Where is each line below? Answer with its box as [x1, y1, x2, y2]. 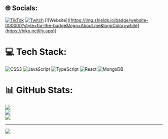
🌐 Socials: [5, 4, 38, 12]
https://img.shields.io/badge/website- [70, 17, 148, 23]
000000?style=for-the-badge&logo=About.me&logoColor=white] [5, 22, 139, 28]
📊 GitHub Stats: [5, 84, 73, 96]
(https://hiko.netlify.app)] [5, 27, 56, 34]
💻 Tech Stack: [5, 46, 67, 57]
